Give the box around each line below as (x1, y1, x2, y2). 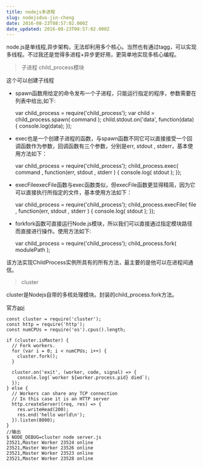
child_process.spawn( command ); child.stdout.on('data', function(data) (15, 116, 195, 123)
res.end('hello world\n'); (17, 412, 85, 418)
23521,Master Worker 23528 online (6, 455, 94, 462)
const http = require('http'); (6, 322, 85, 328)
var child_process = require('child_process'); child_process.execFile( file (15, 201, 197, 209)
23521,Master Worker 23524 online (6, 440, 94, 446)
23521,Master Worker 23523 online (6, 451, 94, 457)
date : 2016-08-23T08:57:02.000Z (6, 20, 88, 26)
